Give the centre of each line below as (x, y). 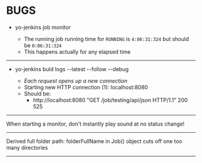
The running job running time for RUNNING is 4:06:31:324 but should (106, 39)
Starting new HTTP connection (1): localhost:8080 (86, 87)
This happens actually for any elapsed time (77, 51)
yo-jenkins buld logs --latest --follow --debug (72, 69)
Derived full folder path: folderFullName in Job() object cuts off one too (94, 141)
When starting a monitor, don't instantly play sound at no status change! (96, 124)
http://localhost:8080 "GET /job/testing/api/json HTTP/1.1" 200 (110, 100)
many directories (27, 147)
